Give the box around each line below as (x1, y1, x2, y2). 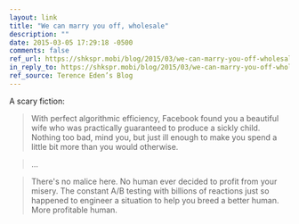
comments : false (9, 46, 69, 55)
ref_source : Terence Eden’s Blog (9, 71, 133, 80)
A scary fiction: (9, 95, 65, 106)
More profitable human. (30, 204, 118, 215)
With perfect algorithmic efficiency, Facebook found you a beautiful (30, 112, 279, 123)
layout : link (9, 12, 58, 22)
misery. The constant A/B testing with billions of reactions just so (30, 185, 270, 196)
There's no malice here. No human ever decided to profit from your (30, 176, 278, 187)
